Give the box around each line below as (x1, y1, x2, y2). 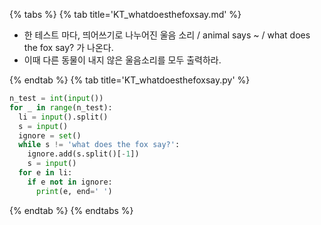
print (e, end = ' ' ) (35, 186, 113, 196)
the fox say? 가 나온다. (23, 42, 114, 53)
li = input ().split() (18, 112, 109, 122)
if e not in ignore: (27, 177, 113, 187)
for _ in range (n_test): (9, 102, 113, 113)
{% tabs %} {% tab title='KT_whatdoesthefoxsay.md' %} (9, 9, 242, 20)
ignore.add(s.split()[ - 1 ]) (27, 149, 140, 159)
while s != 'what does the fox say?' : (18, 140, 181, 150)
